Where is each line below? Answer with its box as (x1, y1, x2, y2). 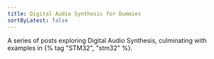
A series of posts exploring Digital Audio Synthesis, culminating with (7, 36, 208, 44)
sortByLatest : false (7, 17, 69, 24)
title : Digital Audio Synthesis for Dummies (7, 10, 141, 18)
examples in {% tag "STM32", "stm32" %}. (7, 44, 133, 52)
